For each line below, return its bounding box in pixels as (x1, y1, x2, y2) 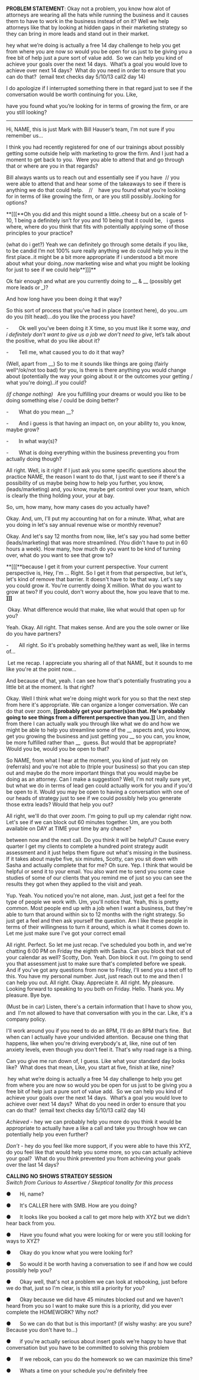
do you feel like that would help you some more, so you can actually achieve (6, 1149, 192, 1155)
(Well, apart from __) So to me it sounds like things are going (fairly (6, 360, 169, 367)
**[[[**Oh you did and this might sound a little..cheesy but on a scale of (6, 210, 182, 217)
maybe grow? (6, 426, 40, 433)
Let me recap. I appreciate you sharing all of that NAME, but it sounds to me (7, 659, 192, 666)
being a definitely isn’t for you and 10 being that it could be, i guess (17, 217, 185, 224)
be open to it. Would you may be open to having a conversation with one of (6, 788, 190, 795)
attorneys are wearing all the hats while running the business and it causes (6, 11, 188, 18)
